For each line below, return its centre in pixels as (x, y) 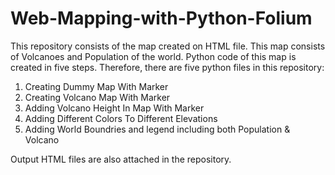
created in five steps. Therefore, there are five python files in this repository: (167, 67)
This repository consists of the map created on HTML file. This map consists (168, 46)
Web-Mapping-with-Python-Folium (161, 18)
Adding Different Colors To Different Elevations (121, 118)
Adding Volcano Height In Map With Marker (114, 108)
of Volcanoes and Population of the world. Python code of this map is (153, 56)
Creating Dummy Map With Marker (96, 86)
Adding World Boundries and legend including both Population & (157, 129)
